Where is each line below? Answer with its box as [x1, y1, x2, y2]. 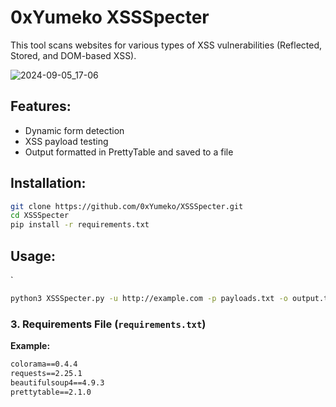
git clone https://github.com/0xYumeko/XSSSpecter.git [10, 201, 244, 211]
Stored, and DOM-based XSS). [10, 49, 137, 61]
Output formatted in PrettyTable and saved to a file [24, 146, 234, 158]
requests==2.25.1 [10, 369, 83, 379]
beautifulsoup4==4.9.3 [10, 377, 105, 388]
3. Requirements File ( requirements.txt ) [10, 317, 207, 331]
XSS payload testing [24, 135, 109, 147]
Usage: [10, 247, 57, 265]
